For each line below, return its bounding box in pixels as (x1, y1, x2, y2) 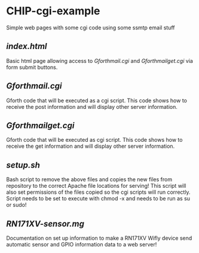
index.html (6, 41, 47, 51)
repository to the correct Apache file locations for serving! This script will (6, 182, 186, 190)
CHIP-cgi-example (6, 4, 100, 18)
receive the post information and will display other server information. (6, 103, 178, 110)
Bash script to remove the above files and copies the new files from (6, 176, 172, 183)
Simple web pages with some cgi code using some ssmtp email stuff (6, 24, 175, 31)
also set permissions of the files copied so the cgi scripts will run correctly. (6, 188, 191, 196)
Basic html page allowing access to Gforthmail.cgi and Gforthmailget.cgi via (6, 57, 193, 64)
